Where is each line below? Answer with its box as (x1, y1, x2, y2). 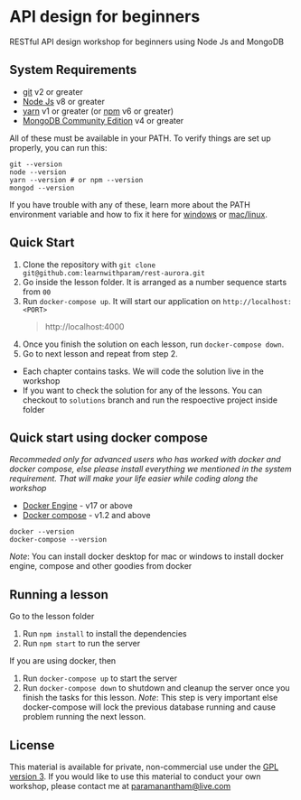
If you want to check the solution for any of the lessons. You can (22, 385, 263, 395)
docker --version (9, 527, 75, 536)
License (9, 738, 55, 753)
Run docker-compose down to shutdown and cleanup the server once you (22, 683, 291, 693)
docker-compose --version (9, 535, 107, 544)
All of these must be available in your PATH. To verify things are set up (9, 133, 271, 144)
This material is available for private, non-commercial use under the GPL (9, 761, 279, 772)
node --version (9, 167, 67, 177)
